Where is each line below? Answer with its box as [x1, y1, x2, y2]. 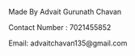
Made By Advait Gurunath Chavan [8, 7, 122, 16]
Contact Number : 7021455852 [8, 23, 112, 32]
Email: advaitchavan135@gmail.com [8, 38, 128, 48]
